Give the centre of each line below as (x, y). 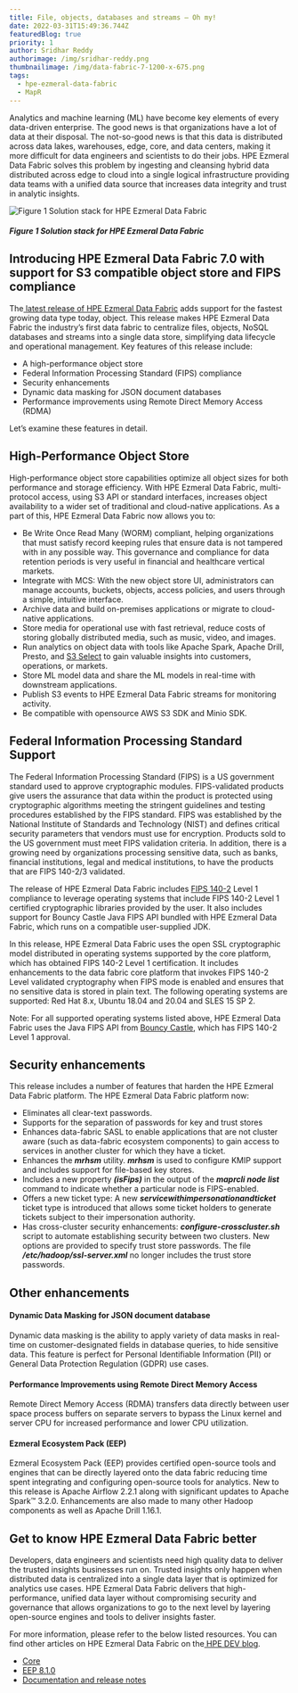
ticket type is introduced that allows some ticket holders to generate (147, 1208)
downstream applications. (69, 684)
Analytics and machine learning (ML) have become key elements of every (144, 118)
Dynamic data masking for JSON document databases (122, 392)
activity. (36, 703)
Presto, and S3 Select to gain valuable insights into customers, (137, 656)
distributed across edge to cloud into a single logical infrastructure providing (149, 174)
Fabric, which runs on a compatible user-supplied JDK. (110, 926)
